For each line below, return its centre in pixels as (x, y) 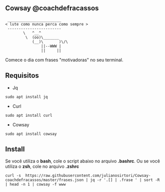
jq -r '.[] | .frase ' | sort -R (125, 180)
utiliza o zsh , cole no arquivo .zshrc (42, 166)
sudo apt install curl (29, 115)
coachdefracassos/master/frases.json (44, 180)
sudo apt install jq (27, 97)
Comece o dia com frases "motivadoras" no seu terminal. (64, 60)
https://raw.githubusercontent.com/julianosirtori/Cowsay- (88, 176)
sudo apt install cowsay (31, 134)
